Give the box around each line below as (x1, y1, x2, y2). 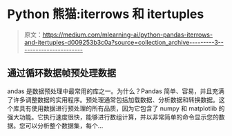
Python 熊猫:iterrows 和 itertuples (7, 6, 204, 22)
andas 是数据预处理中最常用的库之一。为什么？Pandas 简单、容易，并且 (7, 87, 213, 95)
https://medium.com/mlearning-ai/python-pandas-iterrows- (42, 30, 213, 39)
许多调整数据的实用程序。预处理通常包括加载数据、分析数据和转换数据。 (12, 95, 219, 104)
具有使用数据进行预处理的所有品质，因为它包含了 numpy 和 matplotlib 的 (19, 104, 225, 113)
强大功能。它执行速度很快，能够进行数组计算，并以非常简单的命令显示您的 (7, 113, 219, 121)
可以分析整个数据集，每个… (25, 122, 104, 130)
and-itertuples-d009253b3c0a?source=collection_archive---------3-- (23, 38, 224, 46)
